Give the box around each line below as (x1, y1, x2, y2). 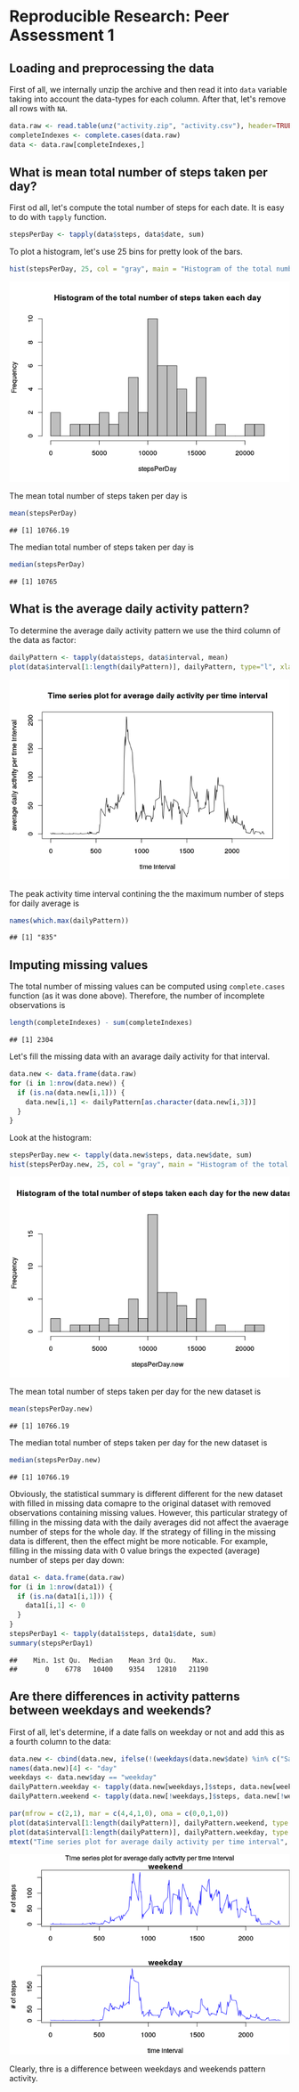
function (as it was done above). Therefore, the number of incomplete (9, 990, 265, 1001)
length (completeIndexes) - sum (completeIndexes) (9, 1018, 193, 1028)
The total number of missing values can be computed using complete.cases (9, 981, 286, 992)
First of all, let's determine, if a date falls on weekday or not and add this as (9, 1726, 285, 1738)
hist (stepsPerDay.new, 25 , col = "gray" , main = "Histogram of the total (9, 1160, 289, 1169)
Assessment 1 (9, 25, 115, 45)
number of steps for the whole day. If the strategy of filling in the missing (9, 1526, 276, 1537)
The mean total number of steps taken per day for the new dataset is (9, 1387, 261, 1397)
